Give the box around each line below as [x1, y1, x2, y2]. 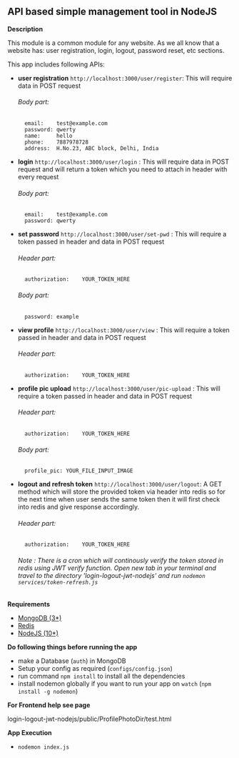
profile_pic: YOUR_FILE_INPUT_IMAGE [24, 467, 133, 474]
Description [7, 24, 44, 33]
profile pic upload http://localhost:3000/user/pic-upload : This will [17, 384, 221, 392]
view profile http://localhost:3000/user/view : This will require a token [17, 325, 230, 334]
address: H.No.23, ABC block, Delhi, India [24, 145, 159, 152]
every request [17, 173, 59, 181]
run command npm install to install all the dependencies [17, 672, 185, 680]
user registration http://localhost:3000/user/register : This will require [17, 74, 233, 82]
